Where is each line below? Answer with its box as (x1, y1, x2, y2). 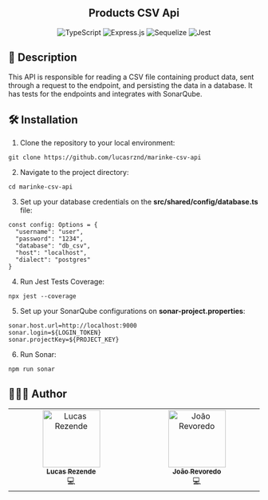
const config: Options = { (8, 221, 98, 229)
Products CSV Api (88, 6, 179, 20)
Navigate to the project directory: (19, 168, 129, 177)
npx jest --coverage (8, 292, 77, 300)
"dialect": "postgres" (15, 256, 91, 264)
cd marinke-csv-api (8, 183, 73, 191)
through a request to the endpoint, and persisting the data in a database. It (8, 80, 253, 90)
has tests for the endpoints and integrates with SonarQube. (8, 89, 203, 98)
